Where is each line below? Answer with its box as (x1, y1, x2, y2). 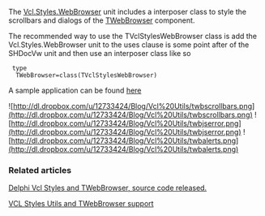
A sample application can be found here (8, 85, 142, 95)
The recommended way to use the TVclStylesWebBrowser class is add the (8, 32, 258, 41)
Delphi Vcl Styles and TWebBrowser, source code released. (8, 183, 207, 193)
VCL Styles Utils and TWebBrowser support (8, 199, 154, 209)
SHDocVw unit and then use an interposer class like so (8, 49, 191, 58)
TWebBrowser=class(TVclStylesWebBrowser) (15, 71, 158, 80)
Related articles (8, 164, 71, 175)
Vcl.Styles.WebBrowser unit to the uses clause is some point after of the (8, 40, 250, 50)
